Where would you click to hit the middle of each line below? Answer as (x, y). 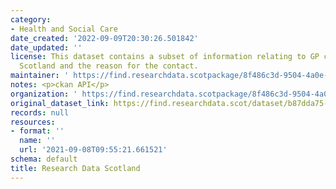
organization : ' (44, 94)
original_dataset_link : (60, 103)
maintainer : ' (40, 76)
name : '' (37, 141)
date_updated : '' (46, 47)
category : (31, 19)
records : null (40, 112)
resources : (33, 122)
